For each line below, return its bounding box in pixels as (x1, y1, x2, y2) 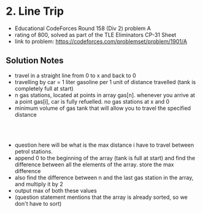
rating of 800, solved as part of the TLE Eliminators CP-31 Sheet (14, 31, 176, 38)
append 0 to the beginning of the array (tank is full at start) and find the (14, 154, 196, 161)
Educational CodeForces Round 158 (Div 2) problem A (14, 25, 151, 32)
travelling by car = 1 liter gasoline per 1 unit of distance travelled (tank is (14, 78, 196, 85)
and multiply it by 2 (14, 180, 63, 188)
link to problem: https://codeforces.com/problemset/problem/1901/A (14, 37, 188, 45)
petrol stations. (14, 147, 53, 155)
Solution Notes (6, 55, 64, 66)
